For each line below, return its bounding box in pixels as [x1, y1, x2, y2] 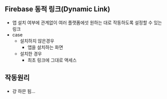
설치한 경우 [19, 50, 42, 56]
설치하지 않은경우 [19, 37, 55, 44]
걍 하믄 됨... [12, 88, 36, 94]
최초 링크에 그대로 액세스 [27, 57, 77, 63]
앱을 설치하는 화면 [27, 44, 63, 50]
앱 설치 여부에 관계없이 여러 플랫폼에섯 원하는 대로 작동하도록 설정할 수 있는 [12, 19, 162, 26]
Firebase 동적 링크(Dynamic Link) [5, 5, 110, 14]
